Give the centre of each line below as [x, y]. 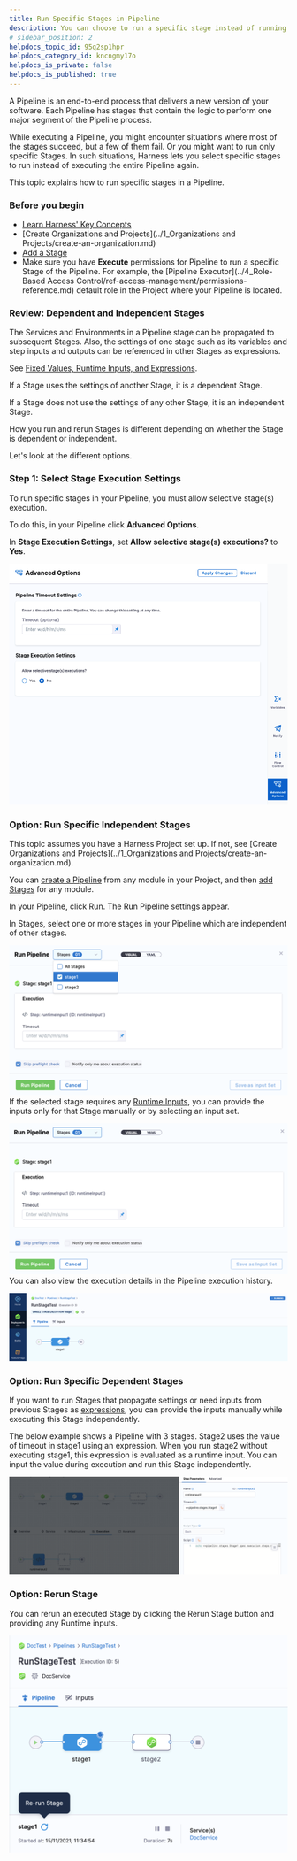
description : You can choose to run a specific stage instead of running [148, 28]
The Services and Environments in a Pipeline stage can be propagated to [142, 333]
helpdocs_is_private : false [61, 65]
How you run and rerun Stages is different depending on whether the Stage [146, 429]
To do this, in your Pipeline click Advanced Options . [104, 524]
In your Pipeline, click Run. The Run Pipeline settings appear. [119, 906]
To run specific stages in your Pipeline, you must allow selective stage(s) [142, 498]
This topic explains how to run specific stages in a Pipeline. [117, 182]
